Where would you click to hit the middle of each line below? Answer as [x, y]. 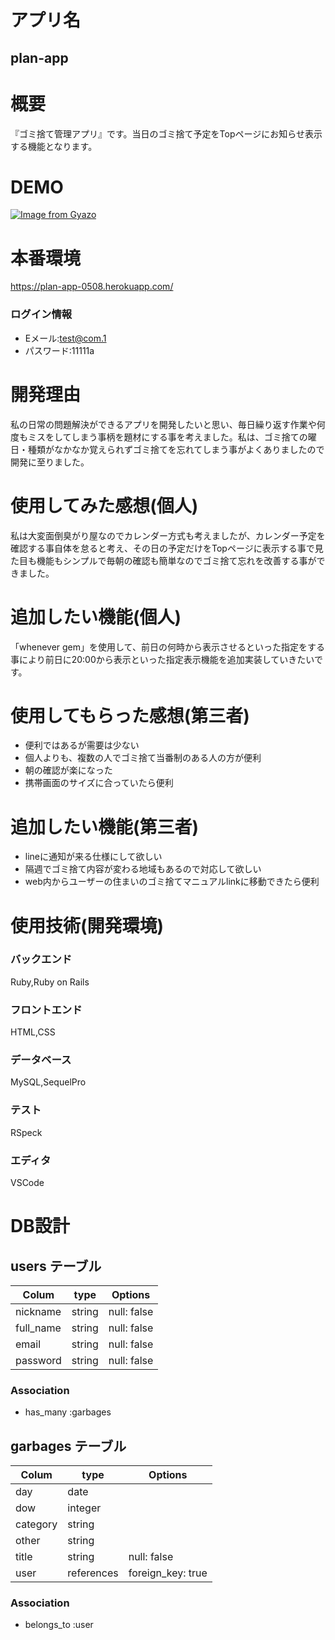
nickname [38, 1312]
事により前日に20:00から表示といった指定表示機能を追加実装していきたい [162, 659]
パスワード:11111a [59, 350]
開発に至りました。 [50, 462]
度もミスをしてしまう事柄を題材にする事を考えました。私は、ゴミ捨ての [159, 437]
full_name [38, 1328]
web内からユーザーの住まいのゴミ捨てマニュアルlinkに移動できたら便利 [172, 882]
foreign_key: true [168, 1573]
